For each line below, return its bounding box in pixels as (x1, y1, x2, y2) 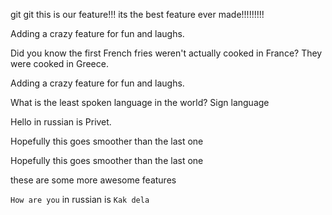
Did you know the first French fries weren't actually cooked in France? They (10, 47, 323, 59)
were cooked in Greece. (10, 58, 109, 69)
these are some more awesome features (10, 174, 177, 186)
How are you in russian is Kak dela (10, 194, 150, 205)
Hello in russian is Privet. (10, 116, 112, 128)
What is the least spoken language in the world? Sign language (10, 97, 270, 108)
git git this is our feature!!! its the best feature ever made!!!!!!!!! (10, 9, 265, 20)
